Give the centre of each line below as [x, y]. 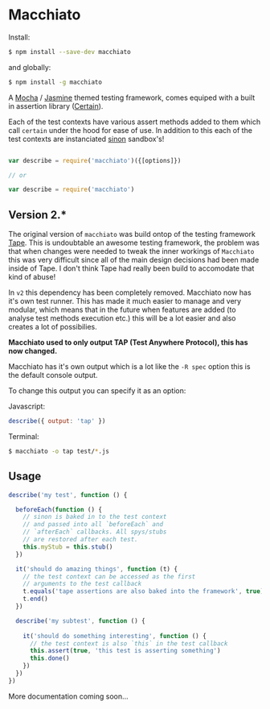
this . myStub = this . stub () [68, 547]
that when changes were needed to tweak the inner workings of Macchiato [131, 251]
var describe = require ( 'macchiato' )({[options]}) [95, 160]
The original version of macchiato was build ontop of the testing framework [132, 234]
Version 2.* [37, 215]
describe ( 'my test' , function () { [68, 495]
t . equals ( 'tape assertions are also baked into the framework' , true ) [143, 591]
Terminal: [24, 436]
